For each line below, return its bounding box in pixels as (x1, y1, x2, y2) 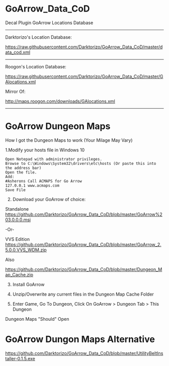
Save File (5, 187, 26, 193)
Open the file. (5, 169, 37, 175)
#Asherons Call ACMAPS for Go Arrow (5, 178, 82, 184)
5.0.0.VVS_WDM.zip (5, 247, 47, 253)
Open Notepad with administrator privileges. (5, 156, 102, 161)
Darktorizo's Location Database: (5, 34, 72, 40)
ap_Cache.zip (5, 271, 34, 278)
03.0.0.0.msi (5, 217, 31, 223)
